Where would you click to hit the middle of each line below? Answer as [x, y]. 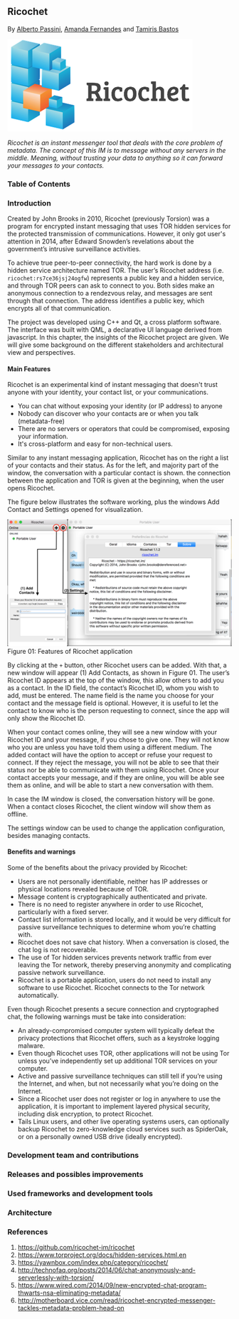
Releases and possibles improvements [75, 1174]
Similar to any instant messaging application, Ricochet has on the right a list [118, 458]
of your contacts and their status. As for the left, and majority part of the [113, 465]
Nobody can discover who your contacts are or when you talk [108, 414]
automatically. [38, 995]
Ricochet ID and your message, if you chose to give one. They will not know [118, 739]
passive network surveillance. [61, 972]
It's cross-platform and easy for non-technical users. [95, 444]
